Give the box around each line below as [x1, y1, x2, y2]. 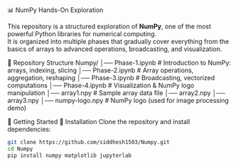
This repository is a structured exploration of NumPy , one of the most [7, 22, 212, 31]
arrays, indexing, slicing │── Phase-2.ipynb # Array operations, [7, 66, 194, 74]
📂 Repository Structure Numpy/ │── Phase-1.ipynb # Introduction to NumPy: [7, 59, 232, 67]
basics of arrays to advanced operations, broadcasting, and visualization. [7, 45, 222, 53]
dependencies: [7, 125, 51, 133]
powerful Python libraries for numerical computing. [7, 30, 157, 38]
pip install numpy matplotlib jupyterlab [7, 152, 132, 159]
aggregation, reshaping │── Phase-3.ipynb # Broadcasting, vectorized [7, 74, 215, 82]
